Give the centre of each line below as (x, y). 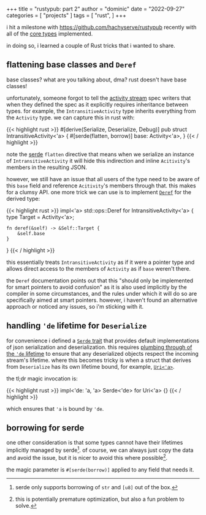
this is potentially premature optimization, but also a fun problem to (100, 499)
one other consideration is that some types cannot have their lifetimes (95, 443)
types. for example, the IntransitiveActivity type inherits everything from (101, 111)
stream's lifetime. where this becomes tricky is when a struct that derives (99, 360)
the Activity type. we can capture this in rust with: (71, 117)
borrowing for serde (45, 428)
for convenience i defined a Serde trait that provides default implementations (103, 340)
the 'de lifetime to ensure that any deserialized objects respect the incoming (103, 353)
